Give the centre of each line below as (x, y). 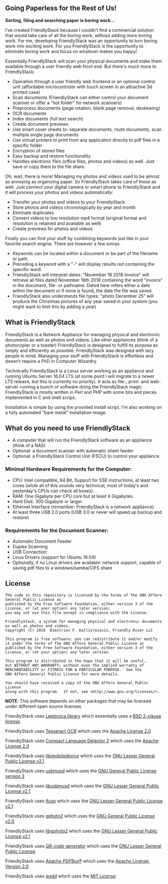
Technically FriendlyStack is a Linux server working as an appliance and (79, 371)
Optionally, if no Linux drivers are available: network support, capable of (87, 563)
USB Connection (29, 552)
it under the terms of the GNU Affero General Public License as (74, 643)
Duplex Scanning (30, 547)
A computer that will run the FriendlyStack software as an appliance (82, 440)
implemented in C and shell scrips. (41, 397)
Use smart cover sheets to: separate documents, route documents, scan (87, 129)
